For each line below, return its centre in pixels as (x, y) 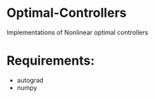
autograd (30, 80)
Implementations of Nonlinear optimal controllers (77, 32)
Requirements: (51, 61)
